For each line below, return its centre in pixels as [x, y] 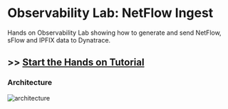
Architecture [30, 83]
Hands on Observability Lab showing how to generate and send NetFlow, [115, 33]
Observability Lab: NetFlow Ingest [110, 13]
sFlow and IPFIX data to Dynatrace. [59, 40]
